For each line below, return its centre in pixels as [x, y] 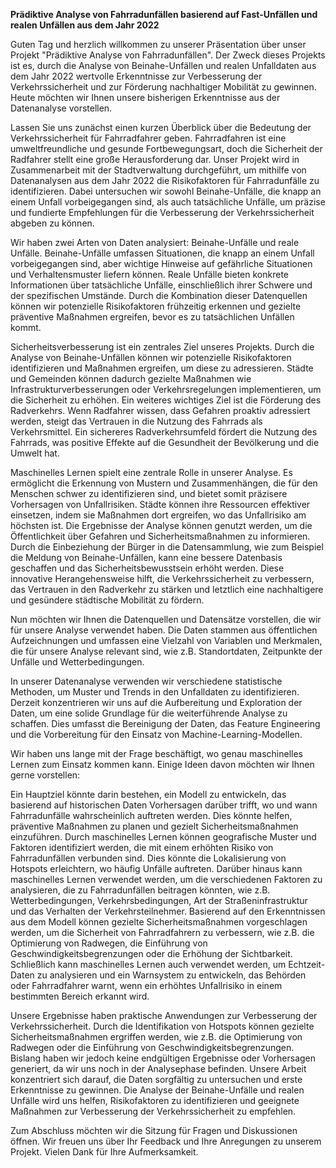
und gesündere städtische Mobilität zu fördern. [107, 600]
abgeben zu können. [52, 223]
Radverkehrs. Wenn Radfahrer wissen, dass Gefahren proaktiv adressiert [160, 410]
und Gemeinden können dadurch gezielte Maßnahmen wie [131, 378]
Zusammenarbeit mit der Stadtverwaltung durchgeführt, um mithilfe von [158, 170]
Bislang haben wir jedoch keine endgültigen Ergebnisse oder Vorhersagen [163, 1058]
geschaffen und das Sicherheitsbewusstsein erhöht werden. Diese [147, 568]
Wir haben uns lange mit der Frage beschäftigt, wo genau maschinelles [157, 753]
